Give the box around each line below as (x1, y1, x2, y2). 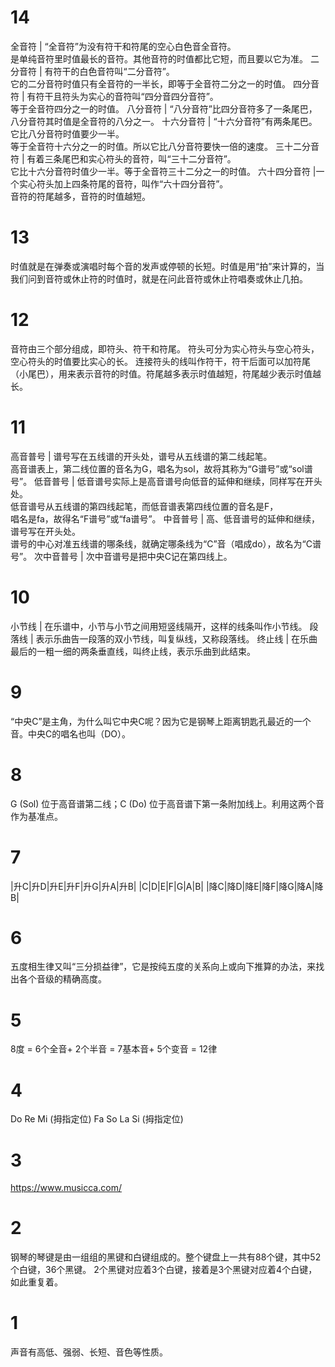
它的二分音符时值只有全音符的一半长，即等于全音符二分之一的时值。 (10, 77, 291, 90)
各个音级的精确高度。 (18, 973, 107, 985)
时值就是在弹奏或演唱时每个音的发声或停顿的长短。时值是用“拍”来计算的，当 (10, 260, 325, 272)
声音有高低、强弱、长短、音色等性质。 (10, 1346, 168, 1358)
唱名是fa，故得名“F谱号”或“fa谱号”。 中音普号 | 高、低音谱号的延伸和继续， (10, 512, 321, 525)
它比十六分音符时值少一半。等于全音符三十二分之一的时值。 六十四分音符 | (10, 165, 317, 177)
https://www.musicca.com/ (10, 1182, 122, 1194)
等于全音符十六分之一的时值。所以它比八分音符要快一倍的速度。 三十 (10, 140, 293, 152)
